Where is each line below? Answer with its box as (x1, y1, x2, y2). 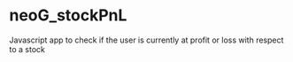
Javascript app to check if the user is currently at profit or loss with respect (9, 35, 284, 45)
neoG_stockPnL (9, 5, 127, 26)
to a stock (9, 43, 46, 54)
